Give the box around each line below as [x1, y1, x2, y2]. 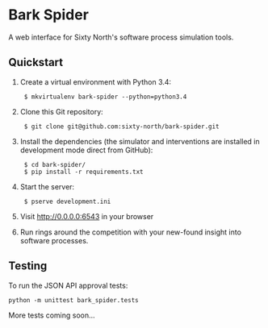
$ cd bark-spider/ [23, 160, 86, 168]
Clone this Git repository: [19, 106, 103, 116]
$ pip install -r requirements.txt [23, 168, 144, 176]
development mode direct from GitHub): [19, 145, 153, 155]
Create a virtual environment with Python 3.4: [19, 77, 172, 86]
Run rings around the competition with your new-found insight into [19, 227, 242, 237]
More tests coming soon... [8, 310, 95, 320]
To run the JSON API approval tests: [8, 280, 128, 290]
